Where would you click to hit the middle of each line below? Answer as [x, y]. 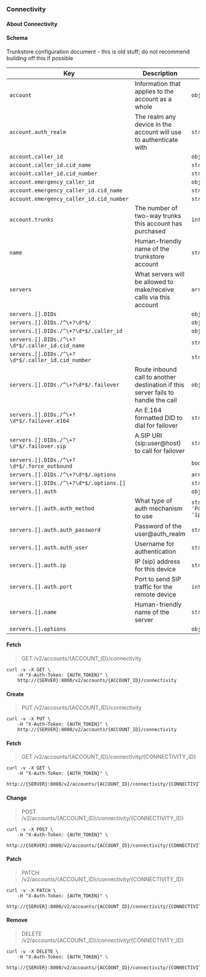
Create [15, 694]
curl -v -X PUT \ [29, 719]
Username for [154, 544]
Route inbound [156, 369]
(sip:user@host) [158, 443]
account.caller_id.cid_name [50, 165]
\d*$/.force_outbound [41, 466]
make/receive [154, 289]
